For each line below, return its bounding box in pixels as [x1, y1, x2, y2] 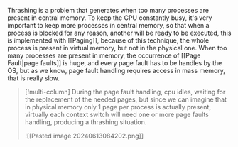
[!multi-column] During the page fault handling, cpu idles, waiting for [24, 88, 226, 96]
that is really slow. [7, 74, 60, 82]
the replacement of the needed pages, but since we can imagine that [24, 95, 227, 104]
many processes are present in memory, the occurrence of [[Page [7, 51, 201, 60]
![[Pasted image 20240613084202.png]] [24, 131, 144, 140]
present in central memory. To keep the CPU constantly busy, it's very [7, 13, 212, 22]
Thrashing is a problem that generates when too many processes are [7, 6, 210, 14]
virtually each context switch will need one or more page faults [24, 110, 210, 119]
